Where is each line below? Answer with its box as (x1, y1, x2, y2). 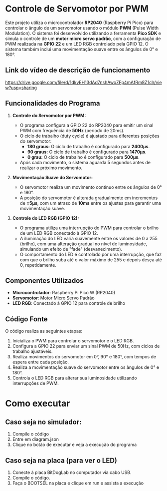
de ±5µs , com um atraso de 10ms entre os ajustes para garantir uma (19, 200, 161, 206)
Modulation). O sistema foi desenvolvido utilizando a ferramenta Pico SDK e (5, 30, 161, 36)
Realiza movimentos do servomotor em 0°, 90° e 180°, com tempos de (12, 354, 156, 360)
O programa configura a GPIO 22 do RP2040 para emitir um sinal (19, 122, 154, 128)
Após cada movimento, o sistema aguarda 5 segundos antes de (19, 159, 151, 165)
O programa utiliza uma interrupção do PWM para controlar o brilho (19, 225, 159, 231)
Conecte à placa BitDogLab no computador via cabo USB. (12, 469, 132, 475)
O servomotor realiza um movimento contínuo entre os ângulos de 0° (19, 184, 162, 190)
